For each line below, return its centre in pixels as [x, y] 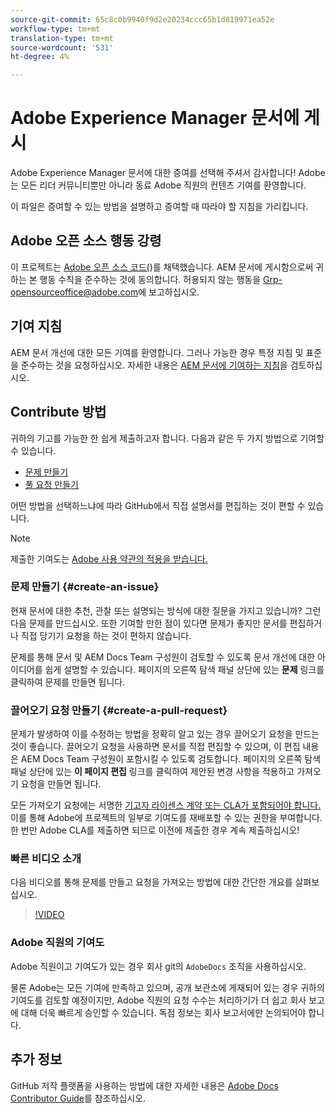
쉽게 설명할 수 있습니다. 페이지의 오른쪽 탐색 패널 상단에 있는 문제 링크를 [184, 669]
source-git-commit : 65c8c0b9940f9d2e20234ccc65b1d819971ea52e [142, 19]
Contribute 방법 [58, 412]
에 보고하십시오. [169, 292]
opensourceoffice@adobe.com [74, 292]
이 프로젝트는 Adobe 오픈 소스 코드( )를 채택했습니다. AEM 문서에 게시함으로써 [162, 267]
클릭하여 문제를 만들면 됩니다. [68, 682]
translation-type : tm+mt [62, 38]
